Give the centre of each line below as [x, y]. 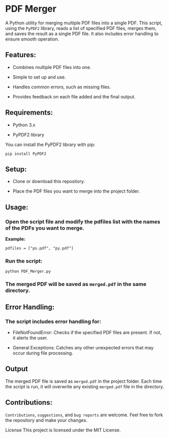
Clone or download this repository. [49, 181]
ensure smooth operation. [32, 39]
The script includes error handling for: [53, 321]
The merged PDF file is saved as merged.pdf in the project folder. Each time [84, 381]
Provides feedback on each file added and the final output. [74, 96]
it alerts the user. [30, 338]
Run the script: [24, 261]
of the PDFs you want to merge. [45, 228]
